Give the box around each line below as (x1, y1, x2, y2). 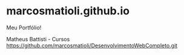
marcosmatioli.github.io (6, 4, 130, 18)
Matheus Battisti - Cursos (6, 35, 70, 42)
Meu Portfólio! (6, 24, 42, 31)
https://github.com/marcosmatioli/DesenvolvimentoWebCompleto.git (6, 42, 177, 49)
